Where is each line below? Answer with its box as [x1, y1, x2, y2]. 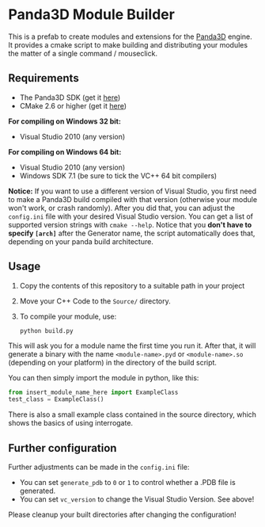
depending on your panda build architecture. [8, 236, 154, 246]
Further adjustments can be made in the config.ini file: [8, 462, 190, 472]
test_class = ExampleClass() [8, 395, 104, 403]
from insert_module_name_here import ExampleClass [8, 388, 179, 396]
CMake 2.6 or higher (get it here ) [19, 101, 127, 110]
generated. [19, 486, 56, 496]
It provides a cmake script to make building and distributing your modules [8, 40, 248, 49]
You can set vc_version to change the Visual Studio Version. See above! [19, 495, 255, 504]
